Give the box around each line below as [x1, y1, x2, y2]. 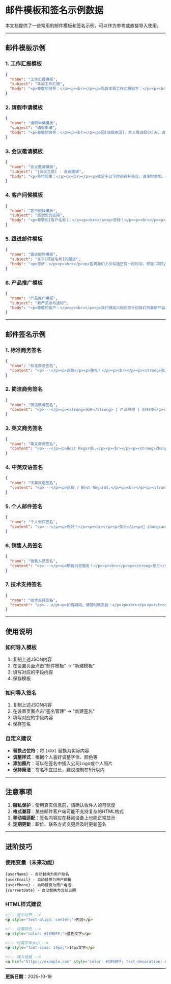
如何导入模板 [5, 643, 37, 651]
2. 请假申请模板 [5, 104, 43, 111]
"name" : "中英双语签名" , [10, 481, 58, 486]
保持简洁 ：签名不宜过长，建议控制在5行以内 [12, 767, 105, 773]
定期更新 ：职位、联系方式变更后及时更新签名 [12, 821, 107, 827]
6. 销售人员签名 [5, 542, 43, 549]
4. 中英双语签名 [5, 464, 43, 471]
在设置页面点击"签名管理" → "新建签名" [12, 708, 95, 714]
